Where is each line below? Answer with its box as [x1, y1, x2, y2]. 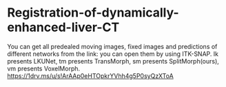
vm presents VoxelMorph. [7, 64, 81, 72]
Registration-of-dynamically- [7, 5, 179, 21]
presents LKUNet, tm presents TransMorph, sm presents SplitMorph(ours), [7, 57, 219, 65]
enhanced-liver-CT [7, 19, 120, 35]
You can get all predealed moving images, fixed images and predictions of [7, 42, 218, 50]
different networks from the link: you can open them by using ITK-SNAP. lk [7, 50, 219, 58]
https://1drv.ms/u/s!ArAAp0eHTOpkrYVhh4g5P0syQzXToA [7, 71, 174, 80]
